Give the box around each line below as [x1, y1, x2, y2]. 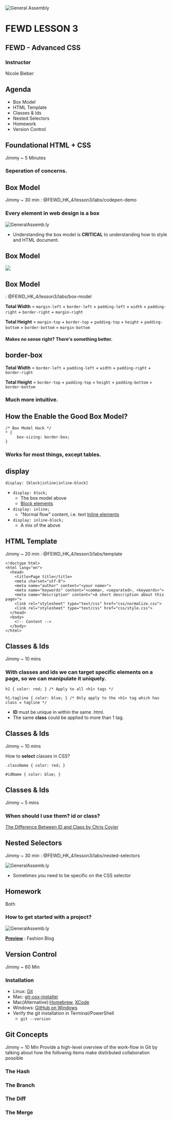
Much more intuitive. [5, 396, 59, 403]
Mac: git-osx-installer [12, 994, 59, 1000]
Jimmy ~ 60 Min [5, 963, 40, 970]
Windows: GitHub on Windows [12, 1004, 78, 1011]
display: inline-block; [12, 518, 64, 523]
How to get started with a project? [5, 914, 92, 921]
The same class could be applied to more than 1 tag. [12, 714, 124, 720]
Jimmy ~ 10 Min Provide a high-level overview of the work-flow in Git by [5, 1044, 158, 1050]
